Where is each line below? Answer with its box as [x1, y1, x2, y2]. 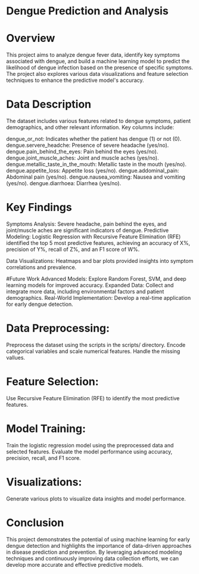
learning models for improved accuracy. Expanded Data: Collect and [6, 282, 174, 288]
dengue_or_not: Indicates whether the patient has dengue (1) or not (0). [6, 136, 182, 143]
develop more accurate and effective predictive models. [6, 561, 144, 568]
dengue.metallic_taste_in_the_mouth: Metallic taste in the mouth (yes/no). [6, 161, 186, 168]
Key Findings [6, 201, 73, 214]
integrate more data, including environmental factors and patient [6, 288, 164, 295]
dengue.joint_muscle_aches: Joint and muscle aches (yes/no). [6, 154, 159, 162]
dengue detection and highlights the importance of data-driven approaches [6, 542, 192, 549]
